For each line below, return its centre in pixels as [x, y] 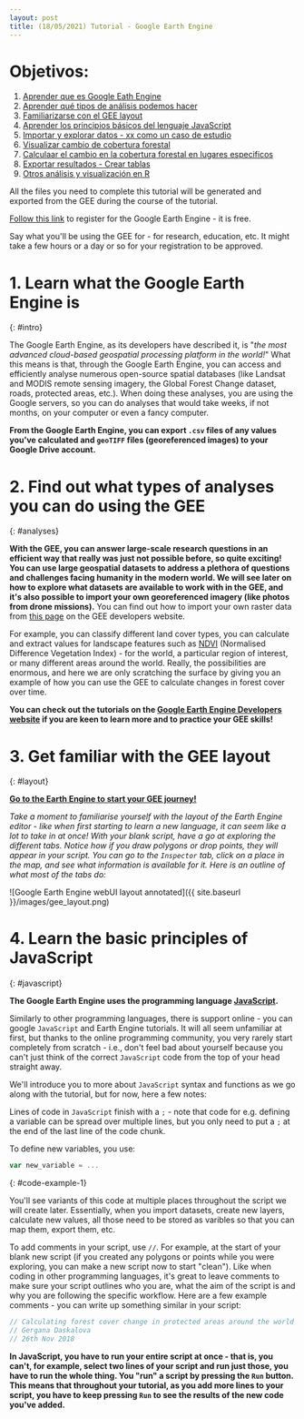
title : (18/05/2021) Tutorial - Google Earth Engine [111, 26]
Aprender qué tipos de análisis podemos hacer [110, 106]
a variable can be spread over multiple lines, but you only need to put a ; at [150, 1121]
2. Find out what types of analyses [142, 487]
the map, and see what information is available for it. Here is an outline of [147, 865]
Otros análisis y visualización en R [86, 174]
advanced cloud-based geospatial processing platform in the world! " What [150, 355]
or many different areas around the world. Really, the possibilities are [138, 663]
